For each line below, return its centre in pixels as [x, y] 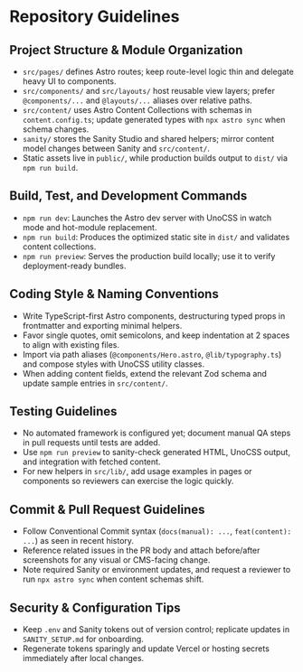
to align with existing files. [71, 344]
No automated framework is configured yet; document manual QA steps [156, 433]
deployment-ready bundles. [74, 266]
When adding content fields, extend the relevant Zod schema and [144, 373]
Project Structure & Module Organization [126, 50]
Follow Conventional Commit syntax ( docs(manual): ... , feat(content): [157, 531]
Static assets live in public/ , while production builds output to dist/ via [155, 158]
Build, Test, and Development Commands [128, 196]
